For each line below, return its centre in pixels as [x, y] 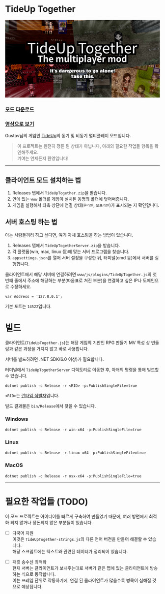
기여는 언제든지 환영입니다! [43, 158]
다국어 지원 [23, 533]
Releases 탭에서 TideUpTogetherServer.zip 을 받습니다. [66, 245]
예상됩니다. [32, 586]
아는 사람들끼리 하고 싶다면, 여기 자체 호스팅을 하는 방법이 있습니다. [69, 235]
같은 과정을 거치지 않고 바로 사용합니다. [52, 348]
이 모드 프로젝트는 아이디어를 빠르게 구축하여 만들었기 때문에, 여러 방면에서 [77, 516]
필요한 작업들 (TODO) [47, 502]
